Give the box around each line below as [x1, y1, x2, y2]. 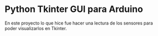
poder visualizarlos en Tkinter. [4, 25, 67, 31]
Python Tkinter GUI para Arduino [4, 3, 143, 15]
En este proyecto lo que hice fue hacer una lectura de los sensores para [4, 20, 153, 26]
